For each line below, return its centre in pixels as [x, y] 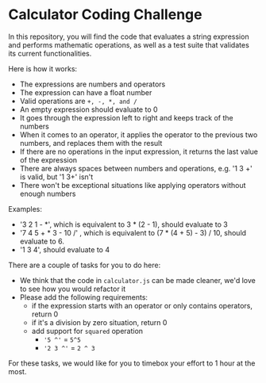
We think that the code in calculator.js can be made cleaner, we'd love [137, 280]
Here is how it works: [43, 68]
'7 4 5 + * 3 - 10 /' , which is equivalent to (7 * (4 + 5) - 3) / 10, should [133, 232]
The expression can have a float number [86, 92]
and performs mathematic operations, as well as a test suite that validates [129, 44]
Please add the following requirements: [84, 297]
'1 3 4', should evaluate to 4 [64, 249]
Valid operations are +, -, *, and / [78, 101]
